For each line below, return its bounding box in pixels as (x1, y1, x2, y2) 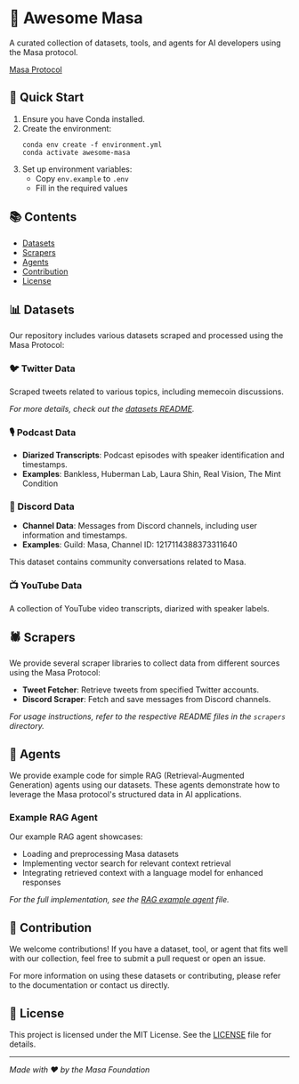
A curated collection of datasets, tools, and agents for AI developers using (9, 37, 282, 48)
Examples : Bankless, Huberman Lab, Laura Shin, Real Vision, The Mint (21, 468, 282, 479)
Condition (21, 478, 59, 489)
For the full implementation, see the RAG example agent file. (9, 894, 230, 905)
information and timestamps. (21, 530, 128, 541)
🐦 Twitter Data (9, 362, 76, 375)
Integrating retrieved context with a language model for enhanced (21, 868, 264, 878)
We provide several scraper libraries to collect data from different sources (9, 658, 280, 668)
